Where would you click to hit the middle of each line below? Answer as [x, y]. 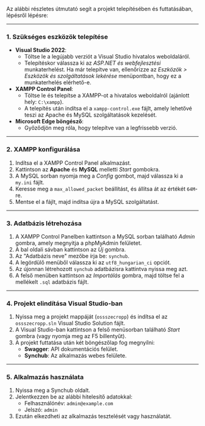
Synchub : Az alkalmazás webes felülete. [75, 356]
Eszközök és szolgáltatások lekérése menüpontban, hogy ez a [103, 76]
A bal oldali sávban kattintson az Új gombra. [70, 249]
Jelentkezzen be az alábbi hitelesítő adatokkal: [74, 397]
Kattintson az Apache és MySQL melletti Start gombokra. [88, 169]
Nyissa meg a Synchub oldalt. [52, 391]
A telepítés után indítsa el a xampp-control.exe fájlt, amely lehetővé [108, 109]
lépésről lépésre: [27, 15]
